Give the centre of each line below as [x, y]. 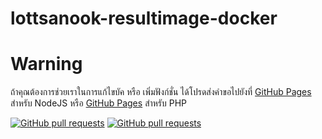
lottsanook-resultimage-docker [144, 18]
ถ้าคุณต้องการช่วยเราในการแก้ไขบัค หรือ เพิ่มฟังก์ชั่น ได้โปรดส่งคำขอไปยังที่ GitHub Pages [161, 92]
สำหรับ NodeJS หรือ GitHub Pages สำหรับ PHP [99, 103]
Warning [46, 64]
